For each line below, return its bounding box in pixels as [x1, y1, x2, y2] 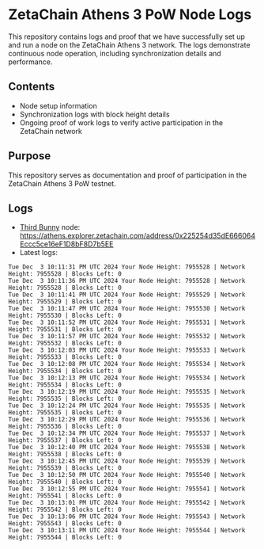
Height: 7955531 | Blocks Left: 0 [8, 326, 123, 334]
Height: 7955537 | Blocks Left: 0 [8, 437, 123, 444]
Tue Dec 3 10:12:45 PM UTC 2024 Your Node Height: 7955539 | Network [8, 457, 246, 465]
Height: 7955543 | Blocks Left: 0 [8, 520, 123, 528]
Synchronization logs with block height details [19, 109, 170, 119]
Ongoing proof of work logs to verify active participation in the [19, 117, 224, 128]
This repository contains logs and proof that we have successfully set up [8, 32, 245, 41]
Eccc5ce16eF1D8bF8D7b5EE [19, 239, 114, 249]
